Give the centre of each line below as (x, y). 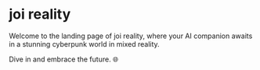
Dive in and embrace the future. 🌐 (64, 59)
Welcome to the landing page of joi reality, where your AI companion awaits (131, 36)
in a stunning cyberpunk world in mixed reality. (84, 44)
